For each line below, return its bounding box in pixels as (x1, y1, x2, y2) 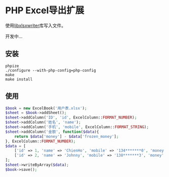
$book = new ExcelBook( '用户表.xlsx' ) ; (5, 105, 87, 111)
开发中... (5, 33, 23, 39)
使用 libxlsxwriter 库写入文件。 (5, 22, 66, 28)
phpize (5, 63, 19, 69)
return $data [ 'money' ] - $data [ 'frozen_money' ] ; (14, 134, 119, 139)
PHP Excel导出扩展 (5, 5, 85, 16)
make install (5, 77, 33, 82)
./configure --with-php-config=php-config (5, 68, 96, 73)
